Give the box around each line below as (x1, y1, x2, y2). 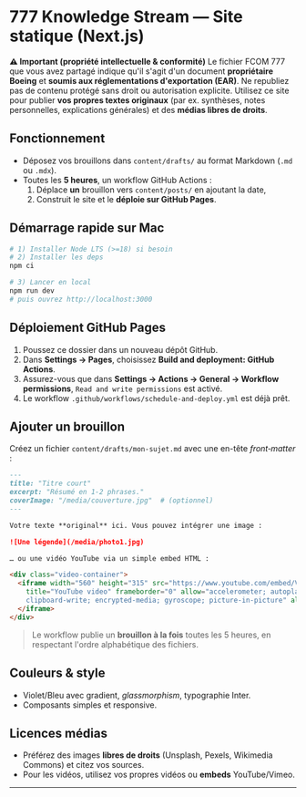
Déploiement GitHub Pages (9, 320, 167, 336)
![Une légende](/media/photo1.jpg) (9, 537, 145, 546)
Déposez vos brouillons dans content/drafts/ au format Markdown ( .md (22, 155, 293, 166)
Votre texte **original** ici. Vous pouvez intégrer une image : (9, 521, 262, 530)
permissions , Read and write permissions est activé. (22, 383, 223, 394)
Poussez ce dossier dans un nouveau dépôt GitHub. (22, 344, 219, 355)
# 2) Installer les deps (9, 253, 104, 262)
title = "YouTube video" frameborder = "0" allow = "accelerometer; (25, 587, 267, 596)
